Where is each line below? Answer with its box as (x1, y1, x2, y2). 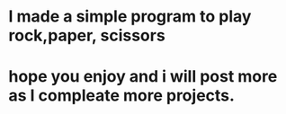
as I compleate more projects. (8, 85, 236, 106)
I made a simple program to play (8, 6, 252, 27)
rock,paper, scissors (8, 25, 165, 46)
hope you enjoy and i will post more (8, 66, 278, 87)
